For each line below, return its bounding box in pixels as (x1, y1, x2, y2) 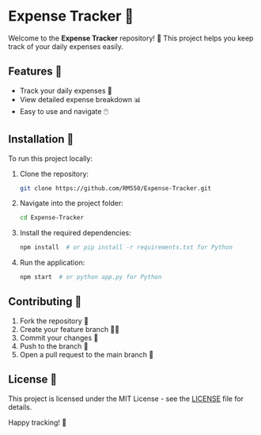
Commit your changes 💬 (19, 333, 99, 342)
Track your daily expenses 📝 (19, 86, 112, 95)
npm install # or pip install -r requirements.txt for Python (19, 243, 233, 252)
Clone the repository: (19, 169, 89, 178)
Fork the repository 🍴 (19, 316, 89, 326)
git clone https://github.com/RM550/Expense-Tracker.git (19, 184, 212, 193)
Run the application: (19, 258, 85, 268)
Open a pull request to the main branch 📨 (19, 349, 154, 359)
